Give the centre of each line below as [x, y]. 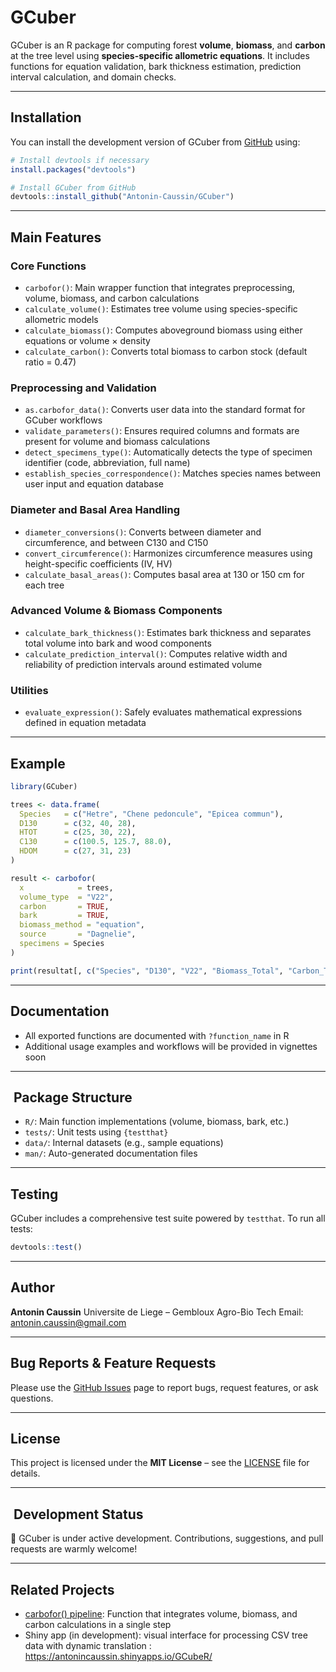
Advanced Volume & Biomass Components [116, 611]
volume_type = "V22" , [66, 897]
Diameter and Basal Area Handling [95, 510]
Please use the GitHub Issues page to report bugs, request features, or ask [164, 1387]
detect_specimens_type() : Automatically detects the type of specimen [168, 452]
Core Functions [48, 266]
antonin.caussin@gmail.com [68, 1322]
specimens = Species [62, 944]
